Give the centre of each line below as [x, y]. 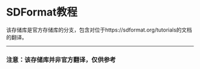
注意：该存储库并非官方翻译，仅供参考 [61, 59]
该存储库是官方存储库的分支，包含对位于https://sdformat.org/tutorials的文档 [99, 30]
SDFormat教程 [42, 12]
